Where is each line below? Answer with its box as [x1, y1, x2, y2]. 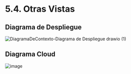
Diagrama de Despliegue [5, 23, 82, 31]
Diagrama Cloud [5, 50, 55, 58]
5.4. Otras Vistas [5, 3, 75, 15]
